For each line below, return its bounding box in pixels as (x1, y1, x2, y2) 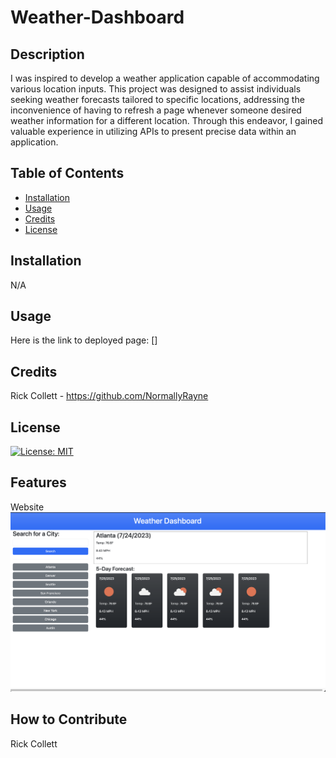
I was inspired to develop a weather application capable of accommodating (10, 72, 320, 84)
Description (10, 46, 85, 63)
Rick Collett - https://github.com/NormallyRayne (10, 390, 209, 402)
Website (10, 501, 45, 513)
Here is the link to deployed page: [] (10, 334, 158, 346)
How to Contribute (10, 711, 128, 728)
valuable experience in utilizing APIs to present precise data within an (10, 126, 297, 137)
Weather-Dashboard (10, 6, 185, 29)
